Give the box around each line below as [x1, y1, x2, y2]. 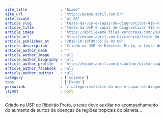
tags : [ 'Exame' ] [5, 79, 84, 84]
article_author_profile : [5, 61, 63, 66]
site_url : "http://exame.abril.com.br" [5, 12, 124, 17]
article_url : [5, 35, 63, 39]
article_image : [5, 30, 63, 35]
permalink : [5, 84, 63, 89]
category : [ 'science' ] [5, 75, 89, 80]
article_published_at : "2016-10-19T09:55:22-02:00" [5, 39, 124, 44]
